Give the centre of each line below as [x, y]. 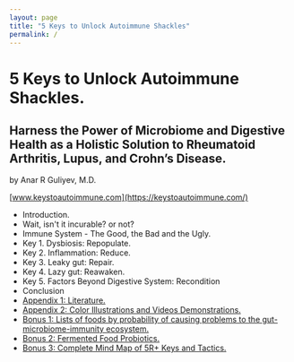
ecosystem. [128, 329]
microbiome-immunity [63, 329]
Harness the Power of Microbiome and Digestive [147, 130]
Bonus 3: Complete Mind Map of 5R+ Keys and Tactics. [124, 348]
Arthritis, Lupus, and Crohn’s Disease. [118, 158]
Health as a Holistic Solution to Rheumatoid [133, 144]
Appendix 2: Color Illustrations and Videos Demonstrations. [132, 310]
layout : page [34, 17]
